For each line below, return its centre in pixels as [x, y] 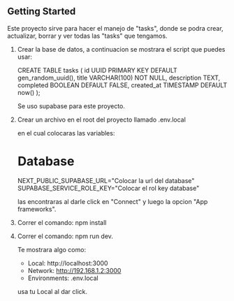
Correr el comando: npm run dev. [65, 236]
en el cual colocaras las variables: [66, 133]
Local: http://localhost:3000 [68, 263]
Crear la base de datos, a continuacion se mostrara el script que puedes [121, 49]
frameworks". [37, 209]
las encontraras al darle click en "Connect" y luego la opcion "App [112, 201]
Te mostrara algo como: [51, 249]
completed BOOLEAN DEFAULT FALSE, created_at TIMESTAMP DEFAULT [122, 85]
